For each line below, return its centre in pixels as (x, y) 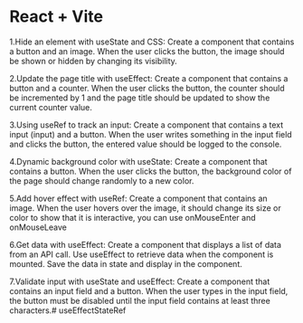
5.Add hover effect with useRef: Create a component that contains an (139, 198)
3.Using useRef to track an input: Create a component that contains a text (147, 125)
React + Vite (57, 17)
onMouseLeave (38, 227)
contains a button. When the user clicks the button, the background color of (151, 171)
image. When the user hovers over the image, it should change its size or (146, 208)
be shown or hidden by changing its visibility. (94, 61)
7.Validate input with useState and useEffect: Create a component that (140, 281)
